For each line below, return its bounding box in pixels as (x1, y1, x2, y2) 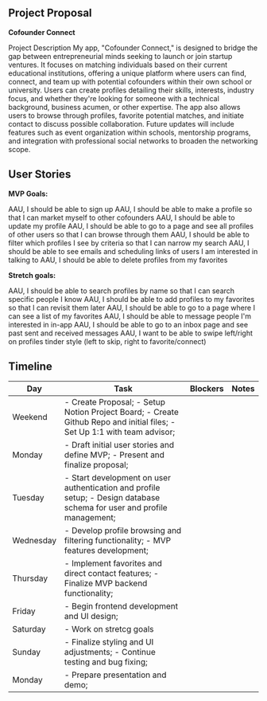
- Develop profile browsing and (64, 525, 182, 536)
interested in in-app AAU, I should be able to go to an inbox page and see (8, 319, 249, 329)
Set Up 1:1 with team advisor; (64, 426, 176, 437)
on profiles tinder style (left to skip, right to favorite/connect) (8, 336, 207, 346)
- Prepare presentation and (64, 669, 167, 680)
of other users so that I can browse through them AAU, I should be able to (8, 229, 250, 239)
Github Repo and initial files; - (64, 417, 176, 428)
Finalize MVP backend (64, 578, 148, 589)
